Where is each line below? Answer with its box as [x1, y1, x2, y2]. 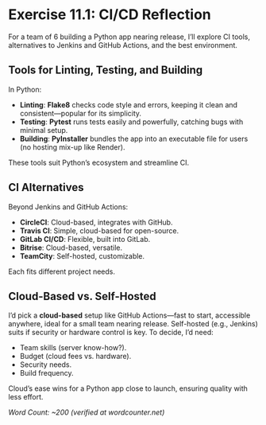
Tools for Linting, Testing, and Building [8, 64, 203, 77]
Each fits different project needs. [8, 267, 116, 276]
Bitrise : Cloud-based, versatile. [19, 243, 123, 252]
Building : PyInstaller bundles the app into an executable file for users [19, 134, 249, 143]
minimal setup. [19, 125, 68, 135]
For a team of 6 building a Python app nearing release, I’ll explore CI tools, [8, 32, 251, 41]
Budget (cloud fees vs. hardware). [19, 352, 132, 361]
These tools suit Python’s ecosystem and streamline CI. [8, 158, 189, 167]
